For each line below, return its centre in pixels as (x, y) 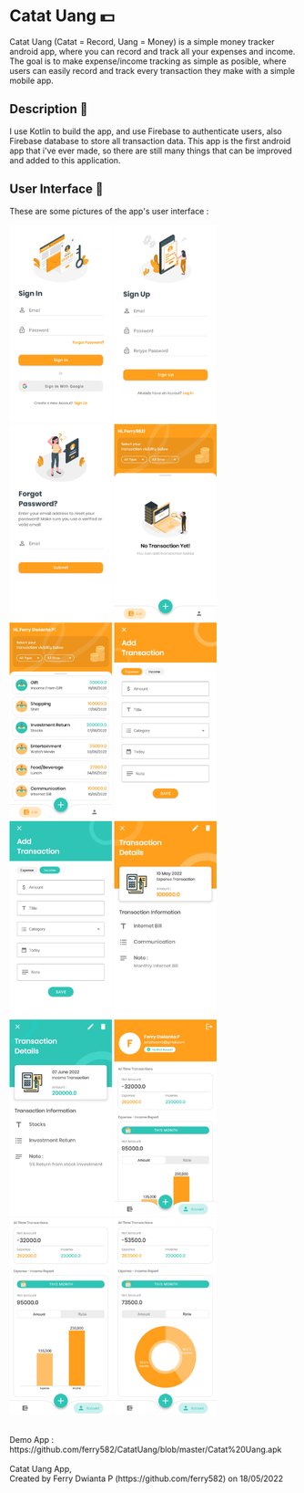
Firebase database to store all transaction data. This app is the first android (150, 141)
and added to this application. (65, 160)
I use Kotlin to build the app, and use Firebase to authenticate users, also (146, 131)
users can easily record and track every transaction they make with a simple (152, 70)
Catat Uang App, (41, 1468)
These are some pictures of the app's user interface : (109, 211)
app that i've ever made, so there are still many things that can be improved (151, 151)
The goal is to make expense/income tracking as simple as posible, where (148, 61)
